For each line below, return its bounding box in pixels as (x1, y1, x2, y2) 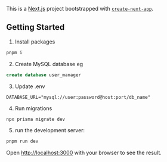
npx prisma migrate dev (6, 116, 66, 122)
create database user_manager (6, 71, 82, 78)
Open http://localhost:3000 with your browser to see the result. (6, 149, 162, 157)
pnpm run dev (6, 138, 39, 145)
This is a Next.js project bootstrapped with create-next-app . (6, 5, 154, 12)
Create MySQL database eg (14, 60, 83, 67)
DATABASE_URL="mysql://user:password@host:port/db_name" (6, 94, 151, 100)
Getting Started (6, 22, 65, 32)
